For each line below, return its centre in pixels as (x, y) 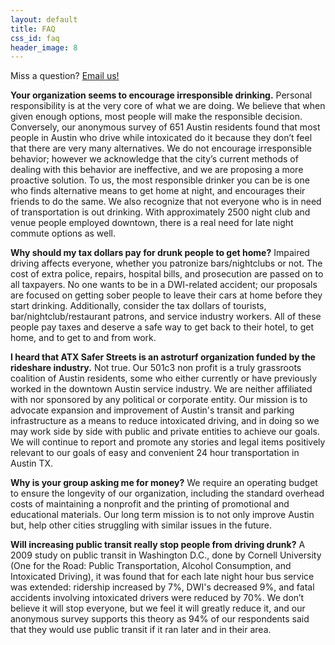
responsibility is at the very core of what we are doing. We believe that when (168, 106)
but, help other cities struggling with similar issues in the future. (141, 525)
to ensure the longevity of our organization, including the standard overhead (167, 493)
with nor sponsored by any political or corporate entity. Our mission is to (159, 400)
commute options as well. (63, 233)
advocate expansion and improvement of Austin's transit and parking (152, 410)
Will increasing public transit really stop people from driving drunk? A (158, 545)
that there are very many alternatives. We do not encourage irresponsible (161, 148)
